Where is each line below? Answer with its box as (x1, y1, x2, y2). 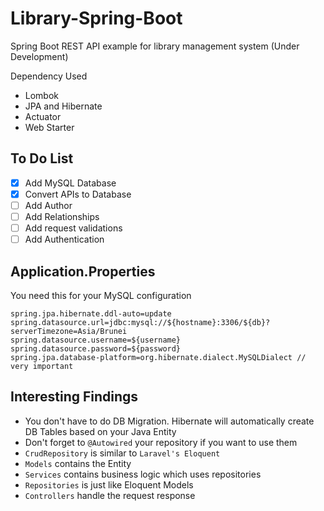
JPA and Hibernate (24, 100, 103, 112)
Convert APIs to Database (24, 188, 132, 200)
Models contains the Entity (24, 457, 132, 469)
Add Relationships (24, 210, 100, 222)
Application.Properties (10, 263, 156, 280)
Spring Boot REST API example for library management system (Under (10, 40, 300, 52)
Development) (10, 50, 69, 62)
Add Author (24, 199, 73, 211)
